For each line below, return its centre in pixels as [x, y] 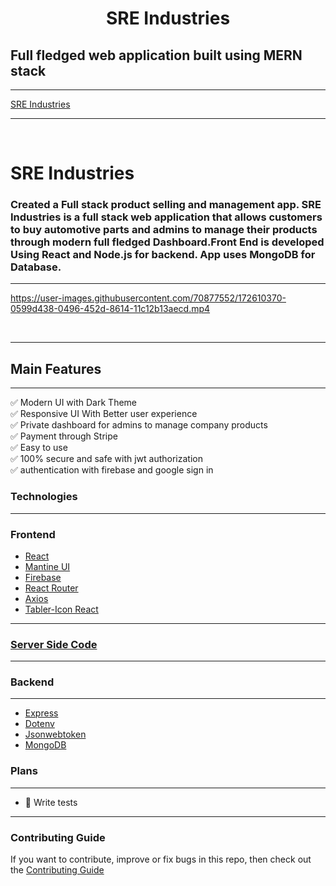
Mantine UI [47, 566]
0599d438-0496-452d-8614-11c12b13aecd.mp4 [110, 309]
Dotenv [39, 724]
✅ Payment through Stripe [64, 436]
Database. [36, 267]
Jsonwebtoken [55, 734]
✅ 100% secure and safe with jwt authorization [106, 459]
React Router [51, 588]
